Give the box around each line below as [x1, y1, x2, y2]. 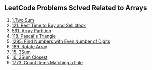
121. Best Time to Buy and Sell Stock [11, 22, 86, 28]
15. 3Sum [11, 49, 31, 55]
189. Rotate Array [11, 43, 48, 49]
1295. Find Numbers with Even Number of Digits [11, 38, 110, 44]
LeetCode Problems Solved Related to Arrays [4, 4, 147, 12]
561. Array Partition [11, 27, 52, 34]
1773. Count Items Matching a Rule [11, 59, 83, 65]
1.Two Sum [11, 17, 34, 23]
